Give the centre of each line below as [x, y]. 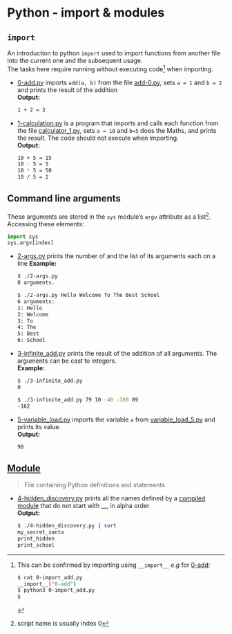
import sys [23, 237]
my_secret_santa [40, 532]
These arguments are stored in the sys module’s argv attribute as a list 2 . [109, 216]
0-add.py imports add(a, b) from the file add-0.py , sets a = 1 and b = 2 [119, 82]
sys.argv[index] [30, 243]
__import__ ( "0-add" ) [47, 584]
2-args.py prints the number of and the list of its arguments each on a [116, 256]
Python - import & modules [86, 13]
